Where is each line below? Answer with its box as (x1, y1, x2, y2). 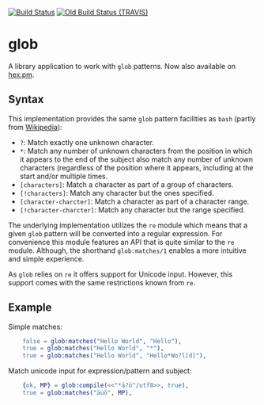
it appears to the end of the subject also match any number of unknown (19, 155, 254, 164)
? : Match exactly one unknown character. (19, 137, 154, 147)
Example (8, 301, 52, 315)
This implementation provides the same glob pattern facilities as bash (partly (8, 113, 256, 123)
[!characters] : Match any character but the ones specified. (19, 188, 215, 197)
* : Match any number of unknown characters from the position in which (19, 146, 253, 155)
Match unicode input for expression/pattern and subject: (8, 366, 192, 376)
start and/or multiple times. (19, 171, 108, 181)
